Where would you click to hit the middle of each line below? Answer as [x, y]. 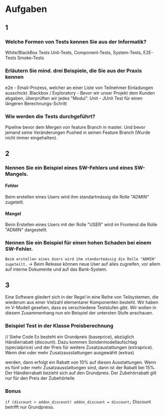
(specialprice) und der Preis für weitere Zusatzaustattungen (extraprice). [79, 347]
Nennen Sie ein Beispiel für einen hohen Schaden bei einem [78, 243]
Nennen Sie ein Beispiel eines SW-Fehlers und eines [69, 168]
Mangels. [17, 174]
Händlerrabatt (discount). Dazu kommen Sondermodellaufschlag [71, 342]
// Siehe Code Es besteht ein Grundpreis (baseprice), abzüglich [70, 336]
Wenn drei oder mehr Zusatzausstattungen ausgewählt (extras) [70, 352]
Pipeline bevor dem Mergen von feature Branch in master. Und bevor [75, 127]
